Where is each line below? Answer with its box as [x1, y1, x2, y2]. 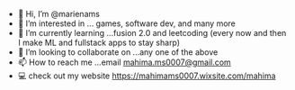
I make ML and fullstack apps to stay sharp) [17, 37, 181, 48]
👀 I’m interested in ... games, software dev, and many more [17, 18, 236, 29]
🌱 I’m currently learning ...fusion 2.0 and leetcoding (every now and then [17, 28, 287, 38]
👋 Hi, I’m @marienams [17, 9, 101, 19]
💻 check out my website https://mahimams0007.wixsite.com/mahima [17, 70, 276, 81]
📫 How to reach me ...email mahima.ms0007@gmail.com [17, 57, 231, 67]
